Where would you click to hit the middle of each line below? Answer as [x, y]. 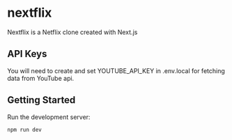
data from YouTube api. [41, 78]
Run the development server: [49, 117]
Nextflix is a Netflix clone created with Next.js [72, 32]
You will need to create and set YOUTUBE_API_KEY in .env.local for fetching [116, 70]
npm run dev [24, 130]
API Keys [27, 54]
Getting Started [41, 100]
